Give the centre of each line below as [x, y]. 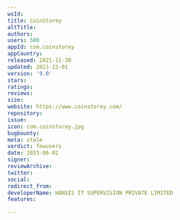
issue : [17, 120]
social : [19, 179]
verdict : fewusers [35, 147]
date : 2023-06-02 [33, 153]
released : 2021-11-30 [39, 61]
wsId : [15, 14]
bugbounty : [23, 133]
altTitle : [22, 27]
